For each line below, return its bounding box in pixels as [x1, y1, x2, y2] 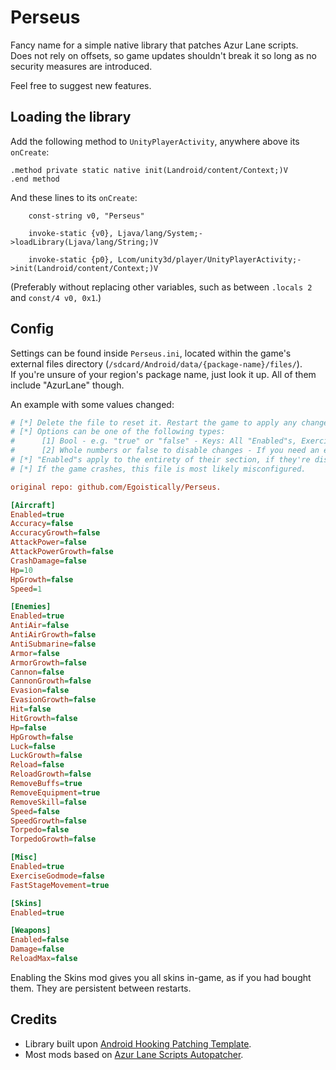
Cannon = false [10, 667, 65, 677]
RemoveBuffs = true [10, 779, 83, 789]
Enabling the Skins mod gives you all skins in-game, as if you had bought [10, 971, 312, 983]
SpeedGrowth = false [10, 816, 87, 826]
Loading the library [10, 109, 132, 126]
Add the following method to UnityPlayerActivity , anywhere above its [10, 135, 300, 147]
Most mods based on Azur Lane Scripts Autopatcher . [24, 1048, 244, 1060]
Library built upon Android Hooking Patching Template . [24, 1037, 252, 1050]
